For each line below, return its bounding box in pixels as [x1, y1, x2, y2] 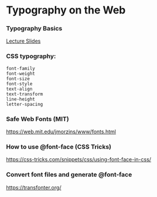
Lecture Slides [6, 37, 41, 44]
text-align [6, 86, 33, 92]
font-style [6, 81, 33, 87]
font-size [6, 75, 30, 82]
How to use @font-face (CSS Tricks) [6, 143, 111, 151]
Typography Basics [6, 25, 63, 33]
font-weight [6, 71, 35, 77]
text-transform [6, 91, 43, 97]
